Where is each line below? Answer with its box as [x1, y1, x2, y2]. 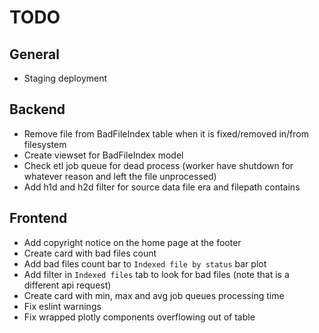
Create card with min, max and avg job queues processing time [23, 289, 285, 301]
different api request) [23, 279, 112, 291]
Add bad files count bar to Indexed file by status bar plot [23, 257, 267, 270]
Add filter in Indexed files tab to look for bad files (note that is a [23, 268, 290, 280]
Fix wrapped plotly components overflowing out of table [23, 311, 256, 323]
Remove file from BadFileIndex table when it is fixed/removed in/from [23, 127, 309, 140]
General [9, 46, 61, 63]
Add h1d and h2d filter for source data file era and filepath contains [23, 181, 301, 193]
